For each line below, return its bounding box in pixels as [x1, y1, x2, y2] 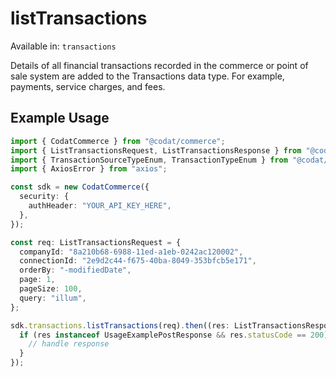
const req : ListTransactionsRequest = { [10, 237, 182, 247]
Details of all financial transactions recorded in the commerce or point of [10, 59, 309, 71]
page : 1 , [19, 275, 56, 285]
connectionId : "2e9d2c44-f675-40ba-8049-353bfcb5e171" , [19, 256, 257, 266]
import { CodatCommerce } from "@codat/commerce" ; [10, 136, 226, 146]
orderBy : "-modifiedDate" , [19, 265, 132, 276]
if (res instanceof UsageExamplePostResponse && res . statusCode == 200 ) [19, 330, 329, 340]
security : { [19, 192, 70, 202]
